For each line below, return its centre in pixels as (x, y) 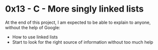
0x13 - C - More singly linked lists (74, 9)
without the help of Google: (33, 27)
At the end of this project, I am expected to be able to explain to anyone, (78, 22)
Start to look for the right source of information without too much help (83, 42)
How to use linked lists (35, 37)
